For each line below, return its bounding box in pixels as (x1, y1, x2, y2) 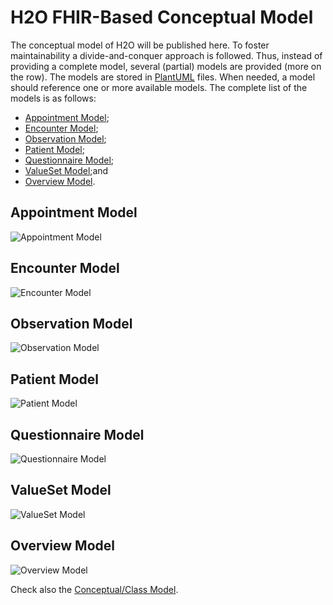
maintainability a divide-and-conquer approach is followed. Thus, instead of (10, 49, 323, 61)
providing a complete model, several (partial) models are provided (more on (10, 60, 322, 72)
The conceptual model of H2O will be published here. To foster (10, 39, 270, 51)
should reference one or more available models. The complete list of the (10, 81, 308, 93)
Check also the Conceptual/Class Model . (10, 583, 179, 595)
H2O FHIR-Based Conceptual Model (10, 6, 314, 29)
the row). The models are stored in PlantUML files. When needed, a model (10, 71, 316, 83)
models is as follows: (10, 92, 97, 104)
